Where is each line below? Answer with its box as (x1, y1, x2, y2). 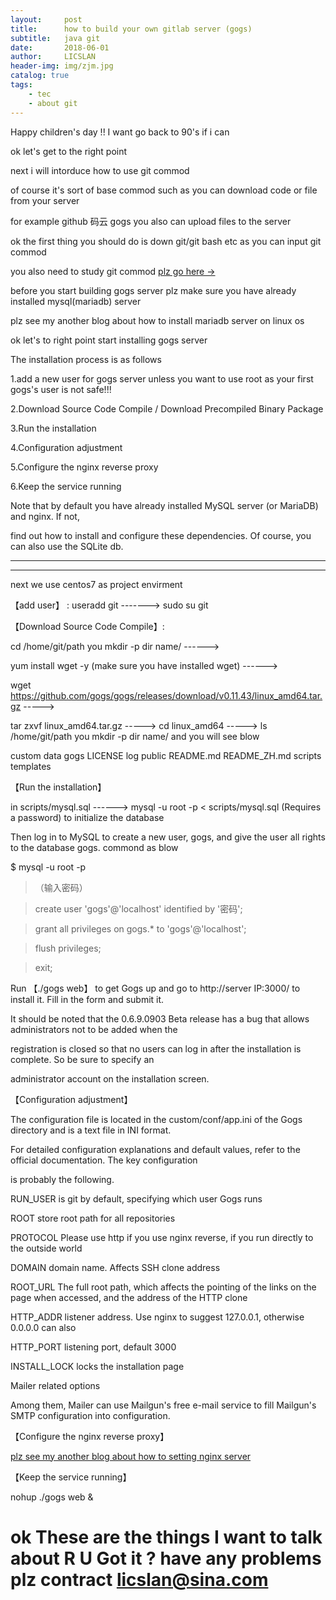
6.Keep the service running (10, 480, 122, 492)
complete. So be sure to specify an (10, 1053, 155, 1065)
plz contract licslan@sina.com (10, 1568, 269, 1591)
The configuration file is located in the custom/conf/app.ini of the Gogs (10, 1113, 303, 1125)
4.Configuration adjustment (10, 441, 123, 453)
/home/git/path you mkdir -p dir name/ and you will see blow (10, 730, 260, 742)
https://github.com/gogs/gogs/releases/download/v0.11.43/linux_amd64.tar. (10, 689, 323, 701)
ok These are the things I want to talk (10, 1526, 323, 1548)
